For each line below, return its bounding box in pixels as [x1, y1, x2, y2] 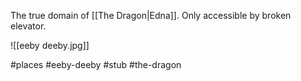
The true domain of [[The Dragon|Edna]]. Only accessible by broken [10, 10, 292, 21]
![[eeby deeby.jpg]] [10, 40, 90, 51]
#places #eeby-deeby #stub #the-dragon [10, 59, 182, 70]
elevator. [10, 20, 47, 32]
